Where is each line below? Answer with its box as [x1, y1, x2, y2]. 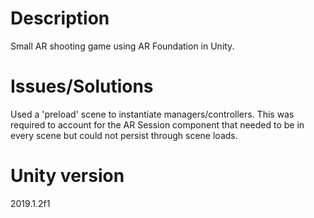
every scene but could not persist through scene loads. [10, 129, 238, 141]
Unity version [10, 165, 125, 187]
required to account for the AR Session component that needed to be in [10, 118, 305, 131]
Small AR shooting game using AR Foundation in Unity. [10, 40, 235, 52]
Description [10, 7, 110, 30]
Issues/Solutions [10, 75, 154, 98]
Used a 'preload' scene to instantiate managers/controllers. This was [10, 108, 295, 120]
